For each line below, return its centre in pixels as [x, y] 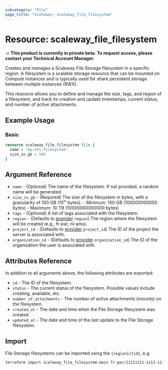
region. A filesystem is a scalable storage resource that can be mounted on [82, 74]
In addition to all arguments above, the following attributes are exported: [79, 273]
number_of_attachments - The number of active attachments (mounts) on [87, 299]
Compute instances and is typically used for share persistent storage [76, 79]
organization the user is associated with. [54, 245]
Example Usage [30, 120]
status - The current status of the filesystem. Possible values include [83, 288]
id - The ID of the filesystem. [42, 283]
